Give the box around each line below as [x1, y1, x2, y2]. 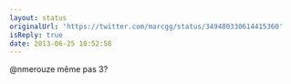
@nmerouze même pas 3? [9, 64, 109, 75]
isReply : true [9, 30, 64, 39]
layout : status [9, 13, 68, 23]
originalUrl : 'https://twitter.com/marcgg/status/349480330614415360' [9, 22, 284, 31]
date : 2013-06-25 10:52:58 [9, 38, 112, 48]
